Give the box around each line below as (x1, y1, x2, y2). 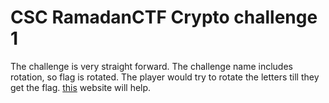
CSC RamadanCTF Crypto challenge (10, 6, 318, 29)
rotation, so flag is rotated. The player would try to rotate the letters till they (10, 71, 320, 83)
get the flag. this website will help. (10, 81, 152, 93)
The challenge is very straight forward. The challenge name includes (10, 60, 293, 72)
